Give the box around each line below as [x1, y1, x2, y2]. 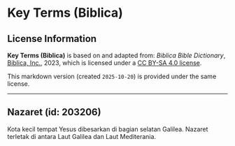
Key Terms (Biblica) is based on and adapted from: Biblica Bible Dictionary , [7, 51, 226, 59]
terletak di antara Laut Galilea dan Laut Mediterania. [7, 132, 156, 140]
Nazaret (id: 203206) [7, 106, 101, 118]
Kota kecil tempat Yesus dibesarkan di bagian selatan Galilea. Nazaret [7, 124, 208, 133]
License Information [7, 33, 97, 45]
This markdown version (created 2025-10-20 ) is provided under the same [7, 72, 217, 80]
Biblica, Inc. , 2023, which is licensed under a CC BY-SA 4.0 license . [7, 59, 202, 67]
